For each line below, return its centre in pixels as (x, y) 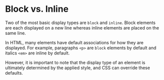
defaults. (14, 73)
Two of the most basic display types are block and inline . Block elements (80, 23)
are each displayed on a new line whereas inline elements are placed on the (82, 27)
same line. (16, 33)
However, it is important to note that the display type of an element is (75, 62)
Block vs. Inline (37, 9)
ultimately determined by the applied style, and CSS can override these (78, 68)
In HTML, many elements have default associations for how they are (74, 42)
